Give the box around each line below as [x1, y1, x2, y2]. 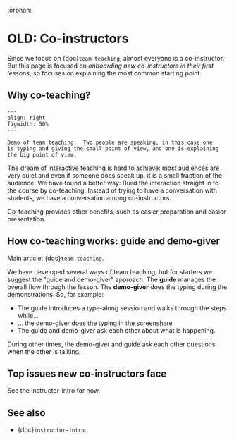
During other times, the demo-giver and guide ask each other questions [7, 340, 216, 348]
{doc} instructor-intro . [17, 426, 87, 434]
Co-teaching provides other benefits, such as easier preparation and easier [7, 207, 226, 216]
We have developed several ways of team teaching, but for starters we [7, 267, 213, 276]
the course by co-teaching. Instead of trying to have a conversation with [7, 186, 217, 195]
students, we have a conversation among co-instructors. [7, 193, 171, 202]
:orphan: [7, 6, 32, 14]
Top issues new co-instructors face [7, 367, 167, 379]
